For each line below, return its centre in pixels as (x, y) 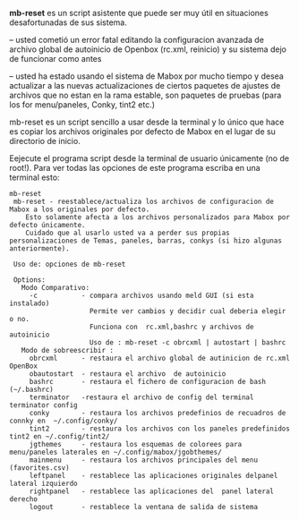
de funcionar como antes (56, 59)
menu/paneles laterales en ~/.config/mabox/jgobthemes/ (115, 452)
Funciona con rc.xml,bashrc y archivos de (171, 327)
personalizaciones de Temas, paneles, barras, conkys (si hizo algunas (145, 241)
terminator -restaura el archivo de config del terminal (141, 397)
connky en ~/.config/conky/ (64, 421)
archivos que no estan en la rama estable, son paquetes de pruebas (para (145, 95)
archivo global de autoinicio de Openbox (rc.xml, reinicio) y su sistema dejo (148, 49)
